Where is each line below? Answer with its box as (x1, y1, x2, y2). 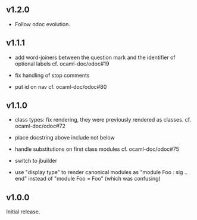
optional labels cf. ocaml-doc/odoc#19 (14, 60, 110, 67)
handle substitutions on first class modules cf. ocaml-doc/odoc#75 (14, 145, 180, 153)
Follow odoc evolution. (14, 20, 70, 27)
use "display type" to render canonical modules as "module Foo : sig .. (14, 169, 188, 176)
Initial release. (6, 208, 40, 215)
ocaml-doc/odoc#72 (14, 122, 65, 130)
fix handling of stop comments (14, 72, 90, 79)
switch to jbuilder (14, 157, 58, 165)
